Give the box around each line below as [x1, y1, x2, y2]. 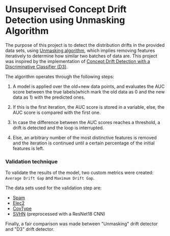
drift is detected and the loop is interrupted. [12, 125, 104, 131]
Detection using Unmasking [5, 14, 125, 26]
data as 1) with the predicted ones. [12, 94, 86, 100]
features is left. [12, 145, 44, 151]
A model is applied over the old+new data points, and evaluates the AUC [12, 83, 165, 90]
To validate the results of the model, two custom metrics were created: [5, 169, 154, 176]
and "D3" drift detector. [5, 226, 54, 232]
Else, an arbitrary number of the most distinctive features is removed [12, 134, 157, 140]
